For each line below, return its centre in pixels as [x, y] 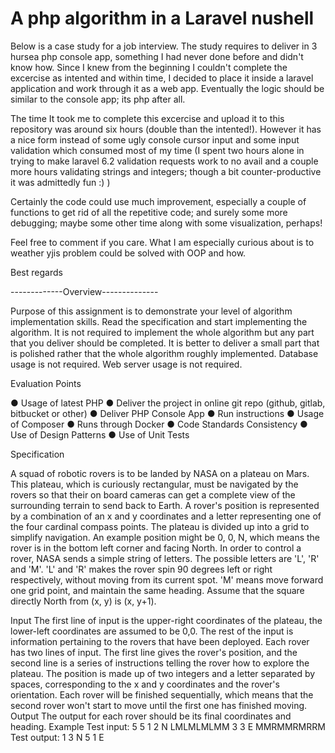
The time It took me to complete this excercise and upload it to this [147, 118]
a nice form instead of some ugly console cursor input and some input [155, 139]
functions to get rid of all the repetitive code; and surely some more [149, 212]
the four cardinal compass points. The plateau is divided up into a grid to [160, 526]
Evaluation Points [46, 383]
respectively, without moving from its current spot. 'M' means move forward [167, 579]
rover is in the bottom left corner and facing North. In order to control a [156, 548]
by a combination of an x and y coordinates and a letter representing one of [166, 516]
